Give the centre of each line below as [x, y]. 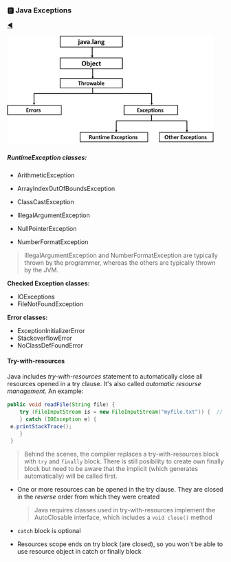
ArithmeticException [46, 175]
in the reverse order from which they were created [88, 497]
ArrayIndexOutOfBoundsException [66, 188]
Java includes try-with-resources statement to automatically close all [105, 377]
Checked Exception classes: [48, 283]
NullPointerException [47, 228]
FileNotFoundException [50, 304]
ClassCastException [45, 201]
